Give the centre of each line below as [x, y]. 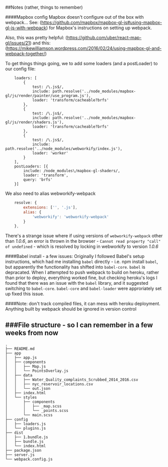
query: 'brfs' [38, 180]
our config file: [20, 69]
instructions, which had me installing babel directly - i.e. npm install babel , [82, 262]
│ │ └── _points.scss [37, 411]
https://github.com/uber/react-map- [104, 38]
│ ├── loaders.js [26, 424]
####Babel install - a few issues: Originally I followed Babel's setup [75, 256]
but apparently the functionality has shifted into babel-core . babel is [75, 267]
